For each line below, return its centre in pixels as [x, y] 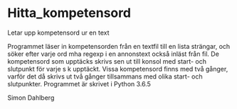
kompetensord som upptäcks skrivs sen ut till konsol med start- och [107, 61]
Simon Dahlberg [31, 98]
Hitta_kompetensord [69, 13]
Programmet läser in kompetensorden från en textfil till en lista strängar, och [119, 46]
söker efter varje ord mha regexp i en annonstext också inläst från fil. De [113, 54]
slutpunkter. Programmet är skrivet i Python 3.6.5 [79, 84]
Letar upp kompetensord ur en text [58, 33]
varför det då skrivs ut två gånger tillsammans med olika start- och [105, 76]
